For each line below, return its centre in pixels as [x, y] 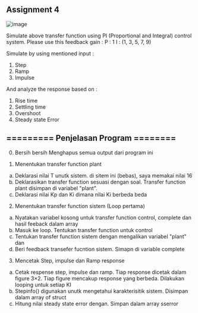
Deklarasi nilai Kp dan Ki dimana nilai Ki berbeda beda [81, 194]
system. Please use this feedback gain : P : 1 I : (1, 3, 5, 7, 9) [79, 42]
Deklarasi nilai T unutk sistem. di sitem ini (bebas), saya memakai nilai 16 [103, 175]
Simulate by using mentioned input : [50, 53]
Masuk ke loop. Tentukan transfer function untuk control [84, 230]
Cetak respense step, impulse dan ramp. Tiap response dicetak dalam [100, 272]
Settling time [30, 107]
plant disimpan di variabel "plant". [56, 188]
